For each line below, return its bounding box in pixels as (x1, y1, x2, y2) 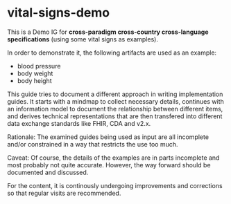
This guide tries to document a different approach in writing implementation (7, 90, 223, 98)
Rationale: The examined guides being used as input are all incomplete (7, 133, 209, 141)
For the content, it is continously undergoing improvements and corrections (7, 181, 223, 189)
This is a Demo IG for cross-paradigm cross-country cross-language (7, 28, 209, 36)
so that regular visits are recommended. (7, 189, 121, 197)
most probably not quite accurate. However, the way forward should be (7, 160, 211, 169)
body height (17, 76, 52, 84)
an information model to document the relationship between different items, (7, 104, 223, 113)
